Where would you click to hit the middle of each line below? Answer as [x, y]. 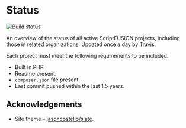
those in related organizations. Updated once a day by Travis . [81, 44]
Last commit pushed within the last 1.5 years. [70, 86]
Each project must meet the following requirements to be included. [87, 55]
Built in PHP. [30, 67]
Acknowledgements [44, 105]
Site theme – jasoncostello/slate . [54, 119]
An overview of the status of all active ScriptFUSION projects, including [93, 38]
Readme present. [36, 73]
